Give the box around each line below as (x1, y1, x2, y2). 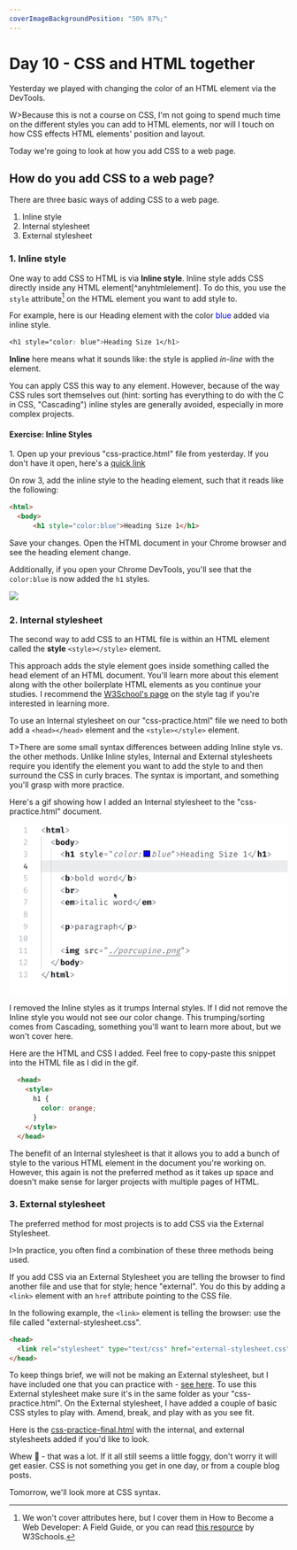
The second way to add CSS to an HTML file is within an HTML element (9, 634, 270, 645)
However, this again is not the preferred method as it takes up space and (9, 1166, 274, 1177)
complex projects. (9, 408, 75, 420)
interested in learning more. (9, 698, 110, 709)
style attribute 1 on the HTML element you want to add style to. (9, 291, 238, 304)
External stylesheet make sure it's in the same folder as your (9, 1389, 230, 1399)
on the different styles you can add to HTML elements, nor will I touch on (9, 119, 275, 129)
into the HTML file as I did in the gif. (9, 1058, 139, 1068)
